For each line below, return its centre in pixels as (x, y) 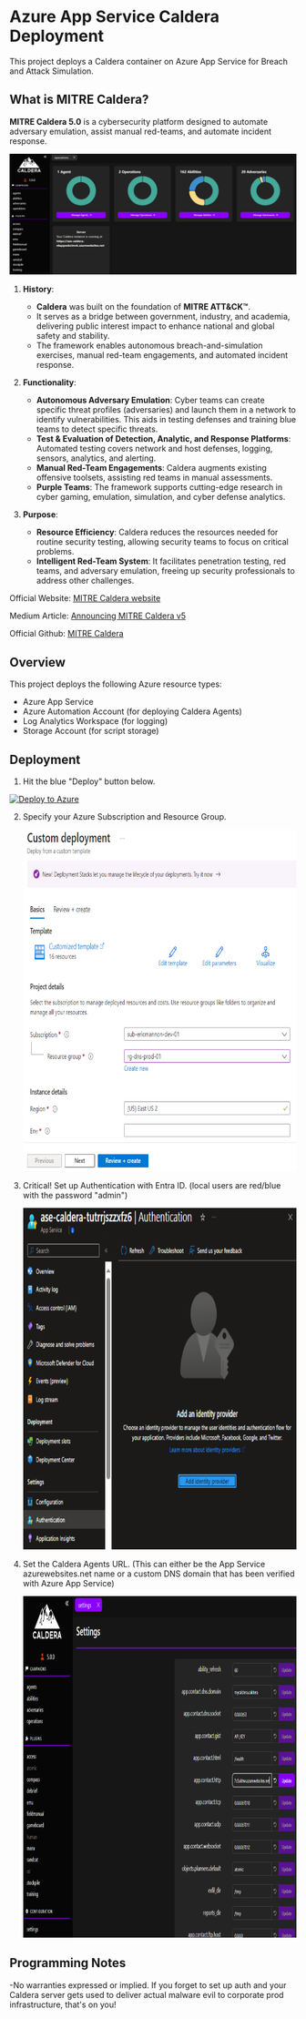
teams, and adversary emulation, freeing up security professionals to (166, 571)
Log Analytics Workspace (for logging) (95, 721)
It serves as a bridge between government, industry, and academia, (163, 317)
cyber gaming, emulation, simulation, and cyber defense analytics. (161, 497)
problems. (55, 552)
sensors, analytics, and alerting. (96, 458)
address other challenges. (85, 581)
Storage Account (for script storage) (91, 731)
